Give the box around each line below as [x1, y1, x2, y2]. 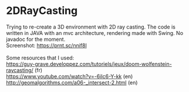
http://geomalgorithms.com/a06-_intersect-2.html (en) [6, 79, 138, 86]
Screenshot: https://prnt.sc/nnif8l [6, 42, 87, 49]
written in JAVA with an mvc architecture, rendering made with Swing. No [6, 29, 184, 36]
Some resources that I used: [6, 54, 75, 61]
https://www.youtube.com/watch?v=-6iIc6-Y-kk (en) [6, 73, 133, 80]
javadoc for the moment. [6, 36, 66, 43]
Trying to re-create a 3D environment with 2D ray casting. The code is [6, 23, 176, 30]
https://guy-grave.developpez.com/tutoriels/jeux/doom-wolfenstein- [6, 60, 172, 68]
